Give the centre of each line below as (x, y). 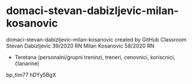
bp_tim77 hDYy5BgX (31, 75)
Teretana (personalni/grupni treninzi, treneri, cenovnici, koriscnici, (95, 57)
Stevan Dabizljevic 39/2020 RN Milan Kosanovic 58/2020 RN (80, 46)
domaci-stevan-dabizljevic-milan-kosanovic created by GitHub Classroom (97, 39)
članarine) (27, 63)
